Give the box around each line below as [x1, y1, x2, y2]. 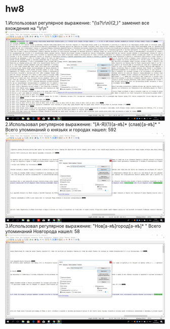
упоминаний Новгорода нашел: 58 [5, 228, 80, 234]
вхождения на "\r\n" [5, 25, 49, 31]
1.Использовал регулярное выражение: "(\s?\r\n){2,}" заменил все [5, 20, 150, 26]
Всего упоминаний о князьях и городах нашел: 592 [5, 127, 116, 133]
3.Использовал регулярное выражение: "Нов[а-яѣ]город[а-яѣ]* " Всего [5, 223, 161, 229]
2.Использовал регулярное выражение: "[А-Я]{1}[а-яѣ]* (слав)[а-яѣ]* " [5, 121, 160, 127]
